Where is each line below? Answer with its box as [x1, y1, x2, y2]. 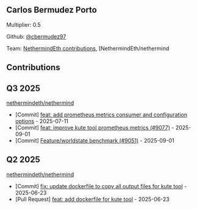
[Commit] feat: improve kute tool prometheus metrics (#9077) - [15, 124, 174, 132]
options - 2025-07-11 [15, 118, 69, 125]
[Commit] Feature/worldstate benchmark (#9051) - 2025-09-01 [15, 137, 175, 144]
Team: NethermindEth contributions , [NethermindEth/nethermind [6, 44, 170, 52]
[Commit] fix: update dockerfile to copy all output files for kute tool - [15, 182, 187, 190]
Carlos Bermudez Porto [6, 5, 98, 15]
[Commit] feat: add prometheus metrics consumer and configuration [15, 111, 188, 118]
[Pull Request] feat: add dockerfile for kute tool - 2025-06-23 [15, 195, 170, 203]
